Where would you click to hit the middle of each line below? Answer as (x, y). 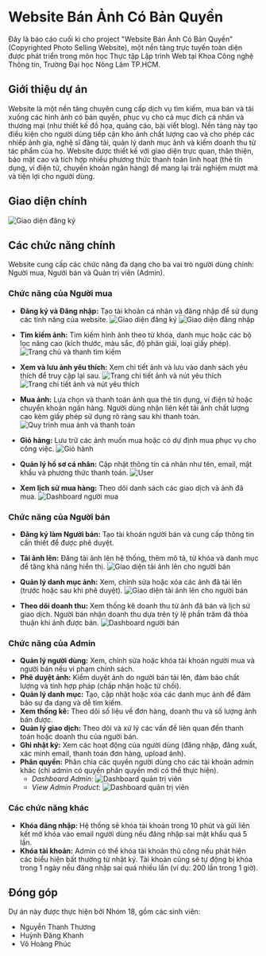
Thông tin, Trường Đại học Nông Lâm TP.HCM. (85, 64)
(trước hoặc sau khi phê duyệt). (71, 590)
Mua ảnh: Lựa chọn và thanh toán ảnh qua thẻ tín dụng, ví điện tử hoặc (136, 399)
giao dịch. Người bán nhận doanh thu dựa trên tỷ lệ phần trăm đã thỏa (134, 614)
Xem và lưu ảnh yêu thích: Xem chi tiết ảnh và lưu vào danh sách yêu (134, 367)
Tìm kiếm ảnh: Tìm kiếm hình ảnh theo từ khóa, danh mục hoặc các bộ (135, 335)
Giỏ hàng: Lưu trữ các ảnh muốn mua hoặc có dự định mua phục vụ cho (138, 440)
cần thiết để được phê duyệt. (67, 542)
